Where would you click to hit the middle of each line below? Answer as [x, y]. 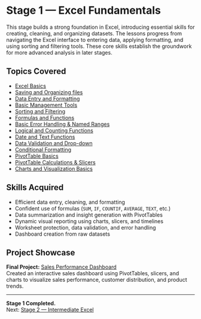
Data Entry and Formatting [47, 98]
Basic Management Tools [46, 105]
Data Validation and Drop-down [54, 143]
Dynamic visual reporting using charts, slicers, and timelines [89, 221]
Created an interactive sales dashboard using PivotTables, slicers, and [93, 273]
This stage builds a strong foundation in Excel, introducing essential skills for [100, 27]
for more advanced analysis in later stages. [59, 52]
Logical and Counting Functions [54, 130]
